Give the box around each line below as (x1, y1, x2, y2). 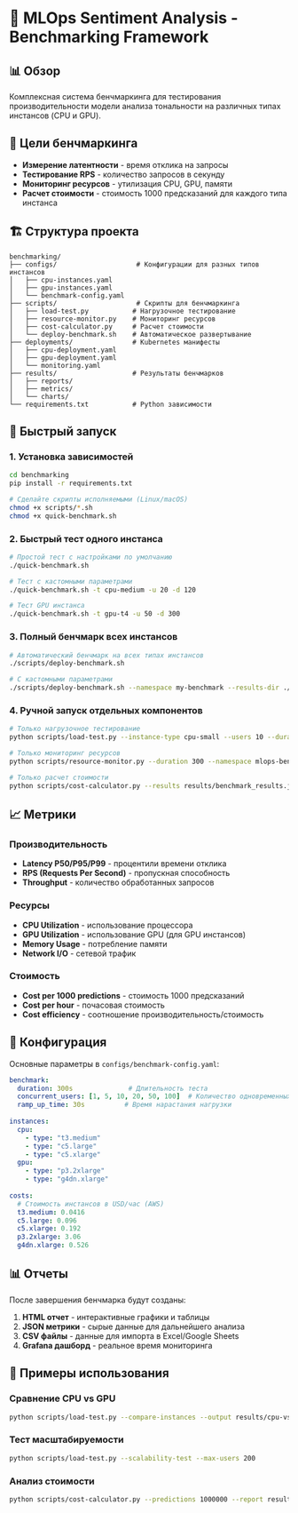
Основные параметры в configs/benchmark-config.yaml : (9, 1058, 220, 1069)
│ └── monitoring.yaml (9, 361, 101, 370)
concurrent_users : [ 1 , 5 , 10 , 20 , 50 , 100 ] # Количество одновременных (17, 1092, 292, 1101)
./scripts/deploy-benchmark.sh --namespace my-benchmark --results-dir (9, 683, 279, 692)
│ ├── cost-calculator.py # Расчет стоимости (9, 322, 204, 331)
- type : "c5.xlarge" (25, 1150, 101, 1159)
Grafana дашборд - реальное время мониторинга (21, 1340, 213, 1350)
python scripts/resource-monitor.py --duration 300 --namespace (9, 757, 252, 766)
